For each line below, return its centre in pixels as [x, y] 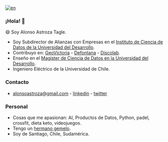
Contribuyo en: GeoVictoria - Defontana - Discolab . [66, 53]
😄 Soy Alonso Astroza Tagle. [36, 32]
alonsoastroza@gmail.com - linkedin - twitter [60, 93]
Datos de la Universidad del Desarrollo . [54, 47]
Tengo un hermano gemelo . [42, 128]
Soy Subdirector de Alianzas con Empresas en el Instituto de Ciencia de [88, 42]
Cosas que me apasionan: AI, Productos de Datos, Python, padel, [81, 118]
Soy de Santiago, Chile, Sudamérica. [51, 134]
